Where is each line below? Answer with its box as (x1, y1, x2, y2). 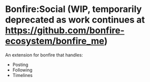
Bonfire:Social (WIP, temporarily (5, 3, 142, 15)
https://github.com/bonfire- (5, 25, 125, 36)
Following (12, 66, 32, 73)
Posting (12, 61, 28, 67)
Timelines (12, 72, 33, 78)
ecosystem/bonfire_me (5, 35, 104, 47)
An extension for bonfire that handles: (5, 51, 83, 58)
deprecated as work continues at (5, 14, 145, 25)
